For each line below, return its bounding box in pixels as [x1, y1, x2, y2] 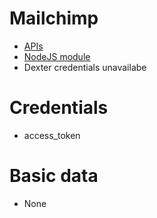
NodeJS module [23, 50, 91, 62]
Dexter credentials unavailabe [23, 61, 147, 73]
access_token [23, 129, 81, 141]
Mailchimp [9, 7, 99, 30]
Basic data [9, 165, 99, 187]
